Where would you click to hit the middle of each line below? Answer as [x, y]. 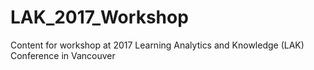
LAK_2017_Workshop [99, 17]
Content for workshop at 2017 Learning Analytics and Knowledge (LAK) [157, 45]
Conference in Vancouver [63, 55]
